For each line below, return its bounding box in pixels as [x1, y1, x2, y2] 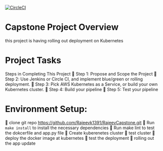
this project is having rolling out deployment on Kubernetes [5, 38, 124, 43]
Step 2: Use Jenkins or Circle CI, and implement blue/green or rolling [5, 76, 143, 82]
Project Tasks [5, 55, 62, 66]
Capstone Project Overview [5, 22, 119, 33]
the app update [5, 140, 36, 146]
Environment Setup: [5, 104, 88, 114]
